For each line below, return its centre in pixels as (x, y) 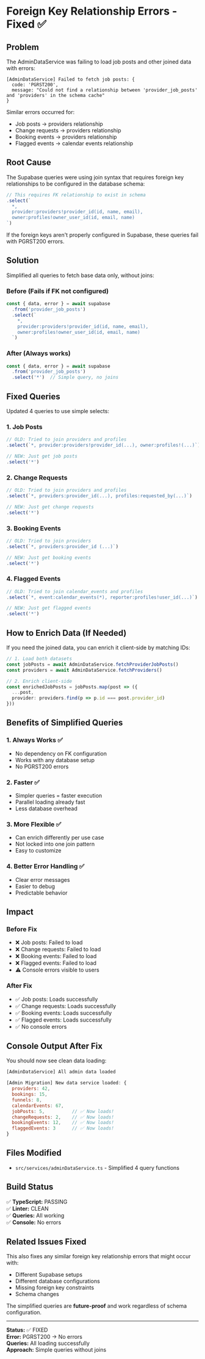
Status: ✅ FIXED (27, 1330)
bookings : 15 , (30, 1094)
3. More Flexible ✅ (34, 824)
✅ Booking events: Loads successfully (63, 1013)
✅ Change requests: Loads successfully (66, 1006)
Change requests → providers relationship (68, 130)
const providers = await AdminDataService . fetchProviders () (85, 670)
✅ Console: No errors (34, 1222)
